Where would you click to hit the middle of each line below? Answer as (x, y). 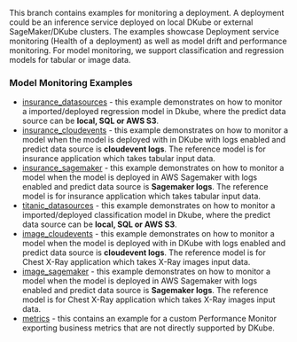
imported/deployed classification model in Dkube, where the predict (146, 215)
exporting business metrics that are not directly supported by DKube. (148, 328)
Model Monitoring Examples (71, 82)
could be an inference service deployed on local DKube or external (131, 22)
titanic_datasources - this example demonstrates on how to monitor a (148, 206)
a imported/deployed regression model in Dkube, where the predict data (154, 112)
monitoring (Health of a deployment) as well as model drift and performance (148, 41)
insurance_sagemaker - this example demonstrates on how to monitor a (153, 168)
